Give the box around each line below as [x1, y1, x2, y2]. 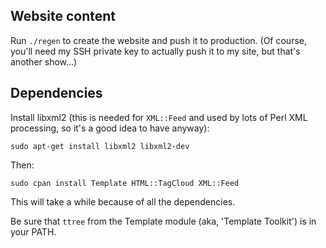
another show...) [10, 55, 78, 68]
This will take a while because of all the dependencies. [10, 195, 236, 208]
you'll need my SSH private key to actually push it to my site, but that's [10, 45, 301, 57]
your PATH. [10, 225, 57, 238]
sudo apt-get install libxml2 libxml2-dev [10, 141, 190, 151]
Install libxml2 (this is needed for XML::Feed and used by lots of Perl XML [10, 111, 308, 123]
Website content [10, 8, 116, 25]
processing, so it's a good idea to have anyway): [10, 122, 210, 134]
